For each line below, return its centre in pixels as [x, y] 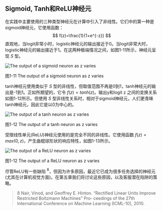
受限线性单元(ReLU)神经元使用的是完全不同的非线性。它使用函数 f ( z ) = [76, 135]
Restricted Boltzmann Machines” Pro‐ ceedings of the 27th [76, 198]
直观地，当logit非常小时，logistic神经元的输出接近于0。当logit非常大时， [78, 43]
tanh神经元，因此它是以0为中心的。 [41, 105]
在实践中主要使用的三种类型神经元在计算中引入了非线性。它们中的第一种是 [80, 21]
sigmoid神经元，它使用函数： [34, 27]
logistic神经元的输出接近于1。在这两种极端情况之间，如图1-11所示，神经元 [79, 50]
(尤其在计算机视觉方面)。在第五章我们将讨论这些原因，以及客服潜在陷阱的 [79, 177]
